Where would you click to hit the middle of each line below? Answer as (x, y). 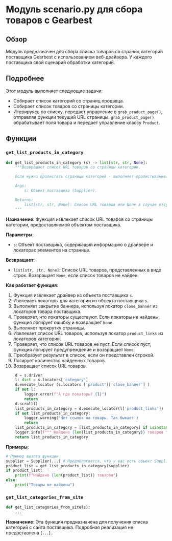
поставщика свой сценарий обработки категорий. (60, 62)
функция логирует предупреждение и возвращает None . (74, 349)
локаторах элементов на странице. (52, 250)
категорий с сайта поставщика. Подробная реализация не (70, 527)
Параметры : (20, 235)
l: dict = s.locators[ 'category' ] (52, 380)
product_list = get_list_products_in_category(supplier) (68, 466)
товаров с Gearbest (49, 20)
